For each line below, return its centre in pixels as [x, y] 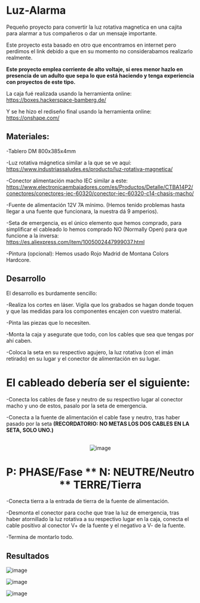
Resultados [28, 556]
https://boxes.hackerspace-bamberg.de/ [56, 100]
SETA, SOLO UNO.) [30, 430]
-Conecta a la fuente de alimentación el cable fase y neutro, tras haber [93, 417]
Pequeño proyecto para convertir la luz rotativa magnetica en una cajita [94, 27]
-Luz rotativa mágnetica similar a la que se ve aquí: [69, 163]
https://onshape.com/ [33, 118]
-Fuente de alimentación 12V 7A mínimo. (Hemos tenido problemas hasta [96, 205]
